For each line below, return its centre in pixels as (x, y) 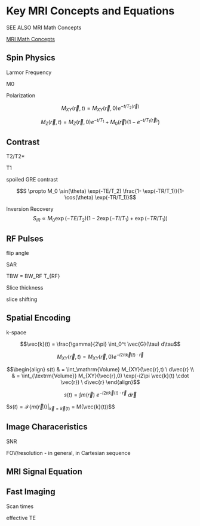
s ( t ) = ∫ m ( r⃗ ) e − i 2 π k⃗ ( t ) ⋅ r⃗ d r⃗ (100, 394)
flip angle (18, 253)
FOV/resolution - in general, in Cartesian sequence (69, 453)
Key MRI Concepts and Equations (90, 11)
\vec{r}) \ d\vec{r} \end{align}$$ (100, 382)
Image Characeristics (47, 427)
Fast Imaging (31, 492)
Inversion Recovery (30, 209)
